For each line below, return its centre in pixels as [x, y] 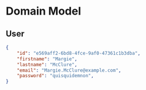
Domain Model [44, 11]
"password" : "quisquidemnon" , [56, 76]
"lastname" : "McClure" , [47, 64]
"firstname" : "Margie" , [47, 59]
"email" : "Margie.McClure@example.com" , [69, 70]
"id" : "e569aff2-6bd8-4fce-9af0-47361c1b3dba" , [79, 53]
